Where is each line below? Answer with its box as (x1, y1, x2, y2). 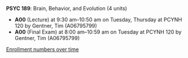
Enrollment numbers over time (6, 46, 79, 53)
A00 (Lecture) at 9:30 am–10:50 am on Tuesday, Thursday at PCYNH (14, 16, 182, 23)
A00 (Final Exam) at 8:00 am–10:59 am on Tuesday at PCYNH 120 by (14, 28, 182, 35)
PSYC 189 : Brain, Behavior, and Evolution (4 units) (6, 5, 127, 12)
